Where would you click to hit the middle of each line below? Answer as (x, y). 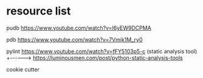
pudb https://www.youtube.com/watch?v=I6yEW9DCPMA (79, 28)
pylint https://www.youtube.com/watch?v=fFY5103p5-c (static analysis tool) (102, 51)
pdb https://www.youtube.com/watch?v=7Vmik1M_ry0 (74, 39)
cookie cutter (23, 69)
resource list (39, 11)
